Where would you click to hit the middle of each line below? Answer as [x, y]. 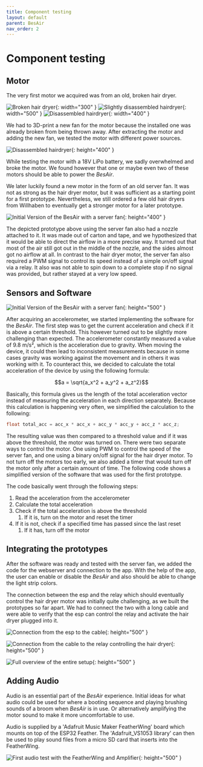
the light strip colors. [32, 583]
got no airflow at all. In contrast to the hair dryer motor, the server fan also [98, 255]
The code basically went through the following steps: [72, 486]
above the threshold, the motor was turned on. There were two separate [96, 442]
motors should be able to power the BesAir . [60, 175]
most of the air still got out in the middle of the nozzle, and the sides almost [100, 248]
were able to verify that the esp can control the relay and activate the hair [98, 614]
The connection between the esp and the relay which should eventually [95, 595]
